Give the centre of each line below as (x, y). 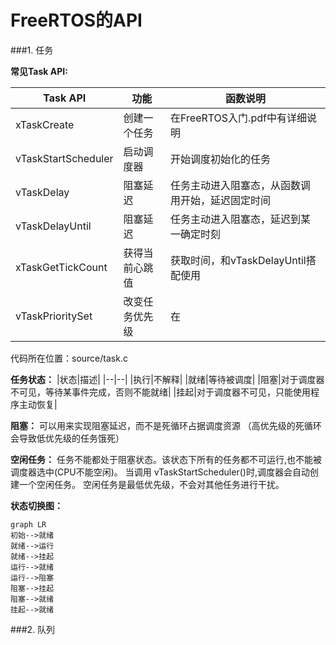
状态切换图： (36, 505)
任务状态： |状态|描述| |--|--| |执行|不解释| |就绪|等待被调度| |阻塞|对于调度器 (167, 379)
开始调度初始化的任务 (221, 159)
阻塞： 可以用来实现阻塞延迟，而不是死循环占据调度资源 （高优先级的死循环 (166, 425)
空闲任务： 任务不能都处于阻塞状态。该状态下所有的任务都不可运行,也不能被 (166, 459)
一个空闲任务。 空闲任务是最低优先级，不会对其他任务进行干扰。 (151, 484)
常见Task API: (39, 71)
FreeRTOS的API (76, 20)
